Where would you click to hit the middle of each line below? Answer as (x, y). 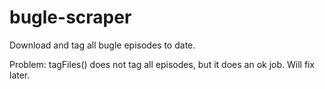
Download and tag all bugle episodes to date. (102, 45)
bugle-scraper (70, 17)
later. (20, 75)
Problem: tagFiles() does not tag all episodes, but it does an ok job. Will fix (162, 64)
